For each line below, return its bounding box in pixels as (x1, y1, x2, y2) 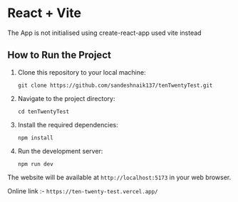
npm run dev (17, 160, 53, 168)
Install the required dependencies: (17, 120, 119, 129)
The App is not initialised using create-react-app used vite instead (7, 28, 202, 37)
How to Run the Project (7, 49, 112, 61)
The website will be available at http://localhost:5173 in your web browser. (7, 173, 232, 181)
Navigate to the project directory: (17, 94, 115, 102)
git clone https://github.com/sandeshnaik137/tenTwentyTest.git (17, 82, 213, 89)
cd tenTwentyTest (17, 108, 70, 115)
